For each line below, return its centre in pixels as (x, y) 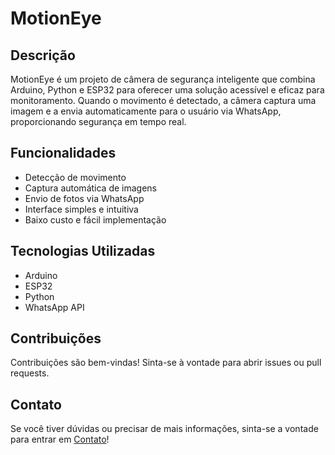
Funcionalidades (63, 153)
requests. (30, 373)
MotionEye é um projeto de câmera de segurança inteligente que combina (163, 79)
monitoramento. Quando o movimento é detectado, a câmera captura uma (163, 100)
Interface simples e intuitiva (81, 209)
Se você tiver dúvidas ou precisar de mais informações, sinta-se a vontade (164, 429)
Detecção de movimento (75, 177)
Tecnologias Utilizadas (83, 251)
